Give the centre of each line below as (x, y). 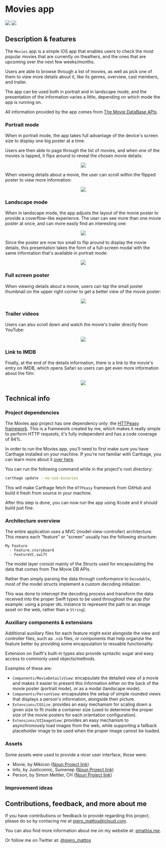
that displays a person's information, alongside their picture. (74, 699)
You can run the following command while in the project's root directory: (79, 469)
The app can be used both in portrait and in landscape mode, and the (76, 92)
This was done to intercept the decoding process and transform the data (79, 594)
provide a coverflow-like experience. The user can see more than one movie (83, 218)
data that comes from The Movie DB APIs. (48, 569)
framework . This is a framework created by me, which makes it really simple (83, 428)
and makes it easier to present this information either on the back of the (85, 683)
